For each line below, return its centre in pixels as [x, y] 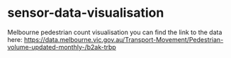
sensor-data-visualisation [86, 13]
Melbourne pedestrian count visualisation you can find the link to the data [115, 32]
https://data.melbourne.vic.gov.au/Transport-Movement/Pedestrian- [124, 39]
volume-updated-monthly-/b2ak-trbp [62, 47]
